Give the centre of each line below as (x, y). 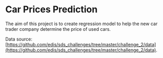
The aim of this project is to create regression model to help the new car (81, 24)
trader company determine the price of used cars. (58, 29)
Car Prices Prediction (52, 9)
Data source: (19, 39)
